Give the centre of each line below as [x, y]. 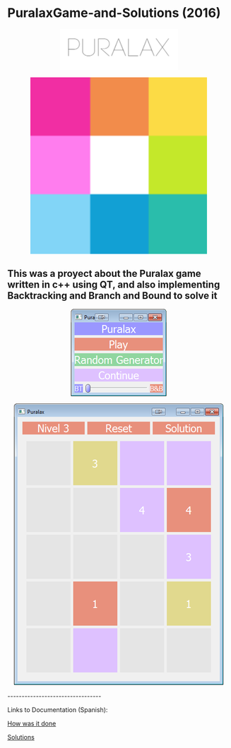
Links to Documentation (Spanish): [58, 710]
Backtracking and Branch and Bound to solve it [112, 296]
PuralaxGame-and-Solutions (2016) [114, 13]
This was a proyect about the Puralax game [104, 274]
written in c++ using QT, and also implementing [114, 285]
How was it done [32, 723]
